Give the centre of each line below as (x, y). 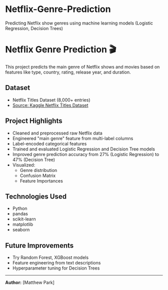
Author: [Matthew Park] (30, 282)
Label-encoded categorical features (49, 143)
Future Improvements (39, 245)
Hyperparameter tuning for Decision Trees (56, 268)
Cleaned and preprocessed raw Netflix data (57, 133)
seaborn (21, 230)
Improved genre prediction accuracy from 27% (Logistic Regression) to (86, 154)
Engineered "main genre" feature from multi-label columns (73, 138)
